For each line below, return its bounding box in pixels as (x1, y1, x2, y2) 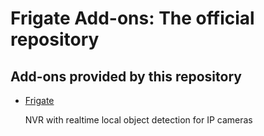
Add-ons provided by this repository (10, 68, 242, 85)
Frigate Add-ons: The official (10, 7, 255, 30)
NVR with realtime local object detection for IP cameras (24, 114, 253, 126)
